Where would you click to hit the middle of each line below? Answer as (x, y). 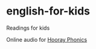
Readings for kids (28, 28)
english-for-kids (48, 11)
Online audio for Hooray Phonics (47, 39)
